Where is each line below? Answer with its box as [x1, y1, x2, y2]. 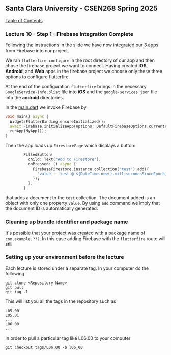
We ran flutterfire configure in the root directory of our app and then [5, 57, 155, 63]
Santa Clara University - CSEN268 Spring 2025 [5, 4, 158, 13]
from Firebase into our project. [5, 48, 70, 54]
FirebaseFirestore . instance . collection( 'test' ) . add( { [32, 167, 149, 172]
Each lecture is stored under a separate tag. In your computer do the [5, 265, 149, 271]
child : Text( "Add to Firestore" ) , [27, 157, 101, 162]
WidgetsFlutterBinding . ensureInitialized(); [10, 119, 106, 124]
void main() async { [5, 114, 49, 120]
